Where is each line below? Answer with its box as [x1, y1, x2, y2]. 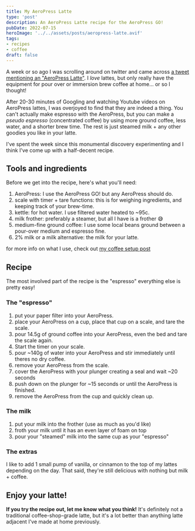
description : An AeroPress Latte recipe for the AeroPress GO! [6, 19, 164, 25]
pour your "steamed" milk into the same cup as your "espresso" [14, 433, 169, 440]
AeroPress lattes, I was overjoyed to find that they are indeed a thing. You [6, 104, 183, 111]
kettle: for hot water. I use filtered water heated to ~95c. [14, 209, 150, 216]
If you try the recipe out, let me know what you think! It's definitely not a [6, 505, 183, 512]
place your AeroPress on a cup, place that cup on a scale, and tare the [14, 318, 185, 325]
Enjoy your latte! [6, 490, 67, 500]
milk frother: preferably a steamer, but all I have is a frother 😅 [14, 215, 163, 222]
